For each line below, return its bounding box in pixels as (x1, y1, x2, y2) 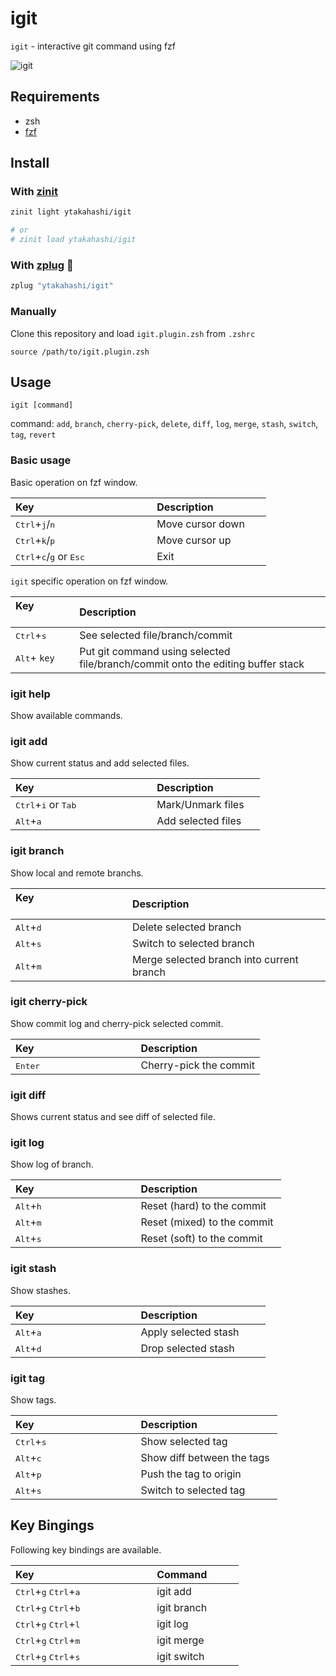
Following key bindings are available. (10, 1543, 162, 1556)
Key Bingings (10, 1517, 95, 1534)
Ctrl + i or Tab (15, 798, 77, 812)
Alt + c (15, 1451, 42, 1465)
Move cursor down (156, 517, 245, 531)
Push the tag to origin (140, 1467, 242, 1481)
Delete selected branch (132, 920, 242, 934)
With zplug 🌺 (10, 258, 74, 272)
